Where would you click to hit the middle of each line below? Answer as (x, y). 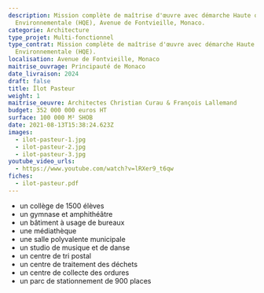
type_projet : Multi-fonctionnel (61, 37)
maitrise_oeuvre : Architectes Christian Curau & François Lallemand (123, 103)
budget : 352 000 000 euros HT (58, 111)
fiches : (21, 176)
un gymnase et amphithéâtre (66, 214)
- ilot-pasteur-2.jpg (51, 147)
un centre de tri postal (55, 255)
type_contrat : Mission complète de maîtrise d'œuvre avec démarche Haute (132, 45)
